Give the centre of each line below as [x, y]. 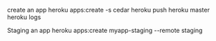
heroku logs [24, 17]
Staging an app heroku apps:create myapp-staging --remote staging [105, 30]
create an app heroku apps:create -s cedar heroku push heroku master [108, 10]
